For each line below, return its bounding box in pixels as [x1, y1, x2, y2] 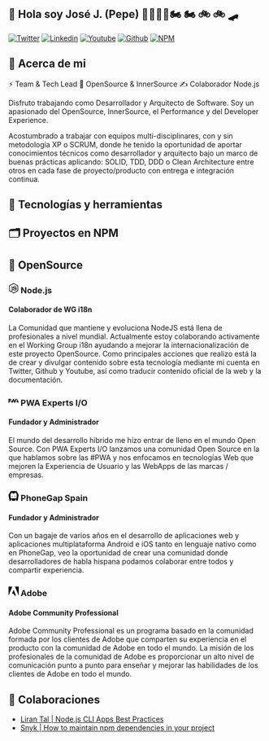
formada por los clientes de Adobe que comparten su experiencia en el [8, 634, 247, 644]
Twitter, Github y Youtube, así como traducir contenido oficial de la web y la [8, 366, 262, 375]
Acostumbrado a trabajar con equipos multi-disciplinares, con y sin [8, 130, 233, 141]
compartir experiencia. [8, 565, 85, 575]
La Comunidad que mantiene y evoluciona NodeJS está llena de [8, 322, 223, 332]
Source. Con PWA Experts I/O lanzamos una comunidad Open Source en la [8, 444, 260, 454]
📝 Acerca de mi [8, 57, 87, 71]
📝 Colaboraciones [8, 692, 100, 707]
